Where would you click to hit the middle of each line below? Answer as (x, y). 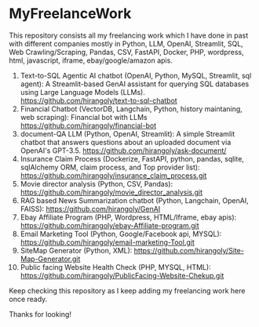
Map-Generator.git (50, 259)
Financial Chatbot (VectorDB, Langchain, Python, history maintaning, (131, 109)
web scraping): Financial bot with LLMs (84, 117)
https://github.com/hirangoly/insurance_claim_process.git (113, 175)
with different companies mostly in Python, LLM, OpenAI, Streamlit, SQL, (126, 43)
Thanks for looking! (40, 314)
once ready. (28, 299)
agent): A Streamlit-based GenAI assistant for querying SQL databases (135, 84)
